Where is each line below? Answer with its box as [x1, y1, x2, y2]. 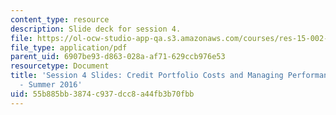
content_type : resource [10, 14, 110, 25]
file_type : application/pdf [10, 42, 128, 53]
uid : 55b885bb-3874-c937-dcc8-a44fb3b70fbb [10, 89, 195, 99]
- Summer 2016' [19, 80, 83, 90]
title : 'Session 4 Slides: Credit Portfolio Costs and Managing [10, 71, 284, 81]
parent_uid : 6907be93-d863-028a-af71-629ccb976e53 [10, 52, 226, 62]
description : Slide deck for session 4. [10, 24, 182, 34]
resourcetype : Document [10, 61, 110, 71]
